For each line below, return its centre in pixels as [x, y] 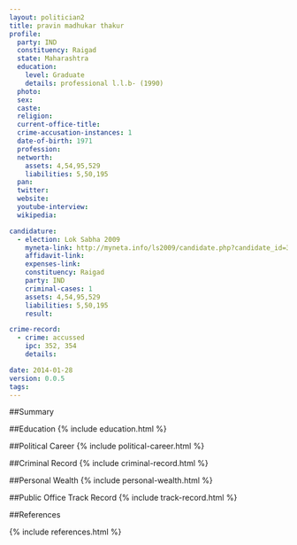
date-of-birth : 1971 [55, 141]
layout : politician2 [47, 17]
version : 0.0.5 [37, 378]
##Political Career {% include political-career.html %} [107, 446]
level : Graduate [55, 75]
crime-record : [35, 330]
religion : [35, 116]
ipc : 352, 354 [51, 346]
